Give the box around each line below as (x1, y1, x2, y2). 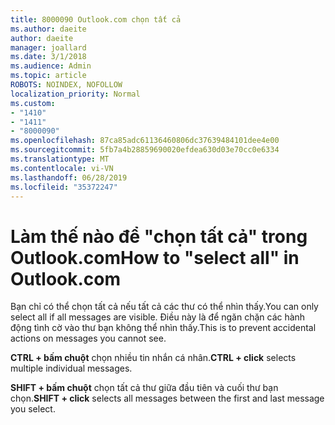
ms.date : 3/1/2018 (10, 52, 87, 62)
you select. (10, 403, 56, 415)
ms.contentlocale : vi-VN (10, 163, 114, 173)
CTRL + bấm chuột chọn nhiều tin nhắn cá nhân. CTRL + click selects (10, 352, 297, 364)
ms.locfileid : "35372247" (10, 182, 118, 192)
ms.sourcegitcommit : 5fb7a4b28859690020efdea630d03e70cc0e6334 (10, 145, 280, 155)
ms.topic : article (10, 71, 87, 81)
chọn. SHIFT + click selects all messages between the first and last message (10, 392, 325, 405)
